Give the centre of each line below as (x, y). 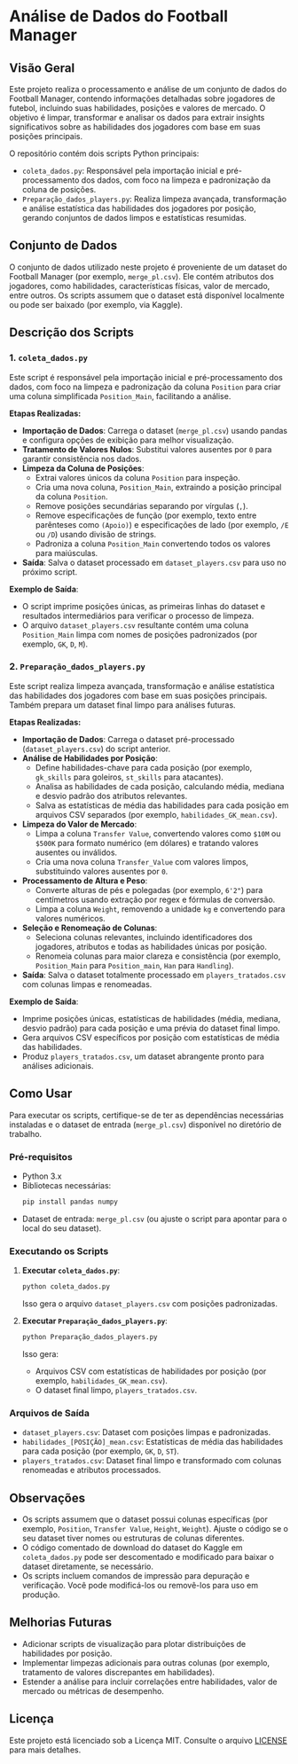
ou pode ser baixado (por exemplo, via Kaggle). (96, 304)
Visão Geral (42, 68)
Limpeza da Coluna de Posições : (83, 468)
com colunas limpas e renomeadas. (87, 984)
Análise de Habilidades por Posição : (90, 758)
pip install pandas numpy (70, 1202)
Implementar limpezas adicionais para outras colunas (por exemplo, (146, 1662)
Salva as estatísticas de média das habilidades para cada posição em (162, 805)
